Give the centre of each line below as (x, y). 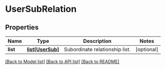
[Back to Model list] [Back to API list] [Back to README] (62, 62)
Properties (22, 27)
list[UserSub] (43, 49)
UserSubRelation (41, 9)
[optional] (147, 49)
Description (97, 41)
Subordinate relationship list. (97, 49)
